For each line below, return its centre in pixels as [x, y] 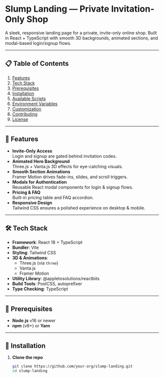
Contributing [25, 114]
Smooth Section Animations [41, 171]
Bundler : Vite [25, 247]
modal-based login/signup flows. [38, 43]
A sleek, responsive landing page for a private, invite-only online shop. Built [81, 33]
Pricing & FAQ [26, 192]
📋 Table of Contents [37, 64]
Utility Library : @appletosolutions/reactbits [56, 279]
